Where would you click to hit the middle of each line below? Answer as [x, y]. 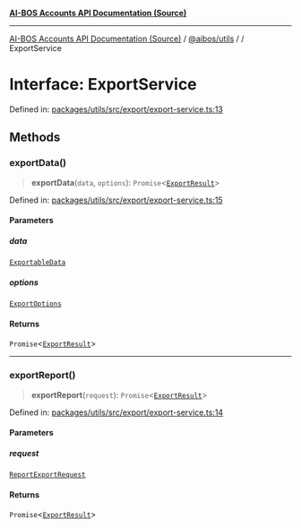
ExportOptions [36, 304]
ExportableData [38, 263]
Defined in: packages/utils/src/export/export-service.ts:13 [116, 109]
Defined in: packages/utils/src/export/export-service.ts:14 [116, 412]
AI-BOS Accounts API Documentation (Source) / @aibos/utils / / [127, 39]
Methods [35, 138]
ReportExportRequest [48, 475]
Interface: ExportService [103, 85]
